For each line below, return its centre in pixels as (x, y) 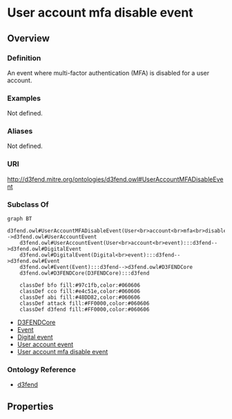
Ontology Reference (41, 369)
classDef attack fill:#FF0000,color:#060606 (85, 304)
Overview (29, 38)
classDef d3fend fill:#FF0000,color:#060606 (85, 310)
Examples (24, 98)
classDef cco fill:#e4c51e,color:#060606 (80, 292)
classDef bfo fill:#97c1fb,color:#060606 (80, 286)
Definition (24, 58)
